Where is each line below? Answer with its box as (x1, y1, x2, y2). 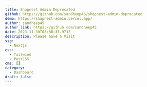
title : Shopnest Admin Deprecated (5, 7, 75, 12)
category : (5, 66, 25, 71)
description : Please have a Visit (5, 34, 75, 39)
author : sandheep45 (5, 20, 45, 26)
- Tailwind (9, 52, 32, 57)
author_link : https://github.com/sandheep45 (5, 25, 97, 30)
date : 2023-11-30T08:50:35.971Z (5, 29, 71, 34)
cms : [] (5, 61, 21, 66)
